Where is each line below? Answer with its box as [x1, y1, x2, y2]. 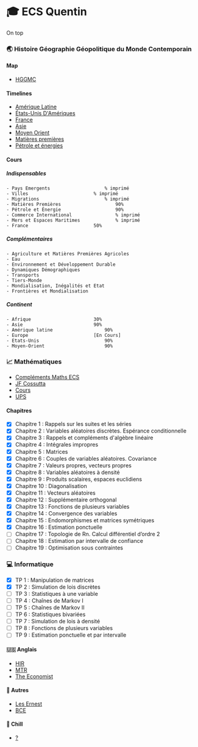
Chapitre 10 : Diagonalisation [15, 482, 87, 489]
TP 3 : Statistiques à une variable [15, 590, 99, 597]
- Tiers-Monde [6, 277, 43, 283]
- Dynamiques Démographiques [6, 266, 80, 273]
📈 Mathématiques [6, 357, 62, 366]
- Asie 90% [6, 321, 102, 328]
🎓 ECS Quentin [6, 5, 87, 19]
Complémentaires [6, 235, 53, 243]
